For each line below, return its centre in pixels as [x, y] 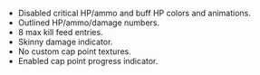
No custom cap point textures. [74, 52]
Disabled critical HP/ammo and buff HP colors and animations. [135, 13]
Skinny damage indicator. [65, 42]
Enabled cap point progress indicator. [88, 61]
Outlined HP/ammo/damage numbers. [89, 23]
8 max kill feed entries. [60, 32]
